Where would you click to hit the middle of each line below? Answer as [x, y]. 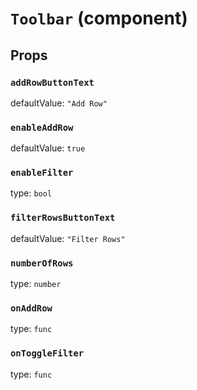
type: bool [31, 193]
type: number [36, 284]
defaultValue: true [48, 148]
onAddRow [31, 308]
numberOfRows [42, 263]
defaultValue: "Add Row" [59, 103]
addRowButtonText [52, 82]
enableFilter [42, 173]
